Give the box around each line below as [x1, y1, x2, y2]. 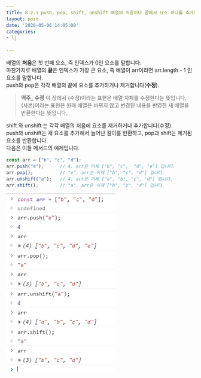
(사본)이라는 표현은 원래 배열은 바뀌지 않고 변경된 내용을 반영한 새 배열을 [20, 102, 190, 109]
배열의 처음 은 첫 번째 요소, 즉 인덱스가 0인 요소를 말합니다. [6, 59, 142, 66]
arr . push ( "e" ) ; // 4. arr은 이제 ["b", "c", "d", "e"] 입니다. [6, 163, 176, 169]
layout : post [6, 16, 39, 22]
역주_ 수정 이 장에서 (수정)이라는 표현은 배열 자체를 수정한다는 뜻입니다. [20, 94, 187, 101]
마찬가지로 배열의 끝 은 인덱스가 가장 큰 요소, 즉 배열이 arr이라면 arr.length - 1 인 [6, 66, 193, 74]
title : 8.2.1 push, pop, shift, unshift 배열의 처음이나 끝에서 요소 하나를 [6, 10, 183, 16]
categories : [6, 29, 36, 35]
